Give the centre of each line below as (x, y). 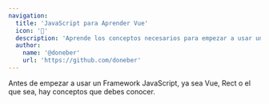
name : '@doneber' (52, 53)
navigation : (28, 16)
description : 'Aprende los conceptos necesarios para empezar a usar (134, 38)
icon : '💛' (32, 30)
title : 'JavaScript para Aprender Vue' (82, 23)
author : (28, 46)
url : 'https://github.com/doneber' (82, 61)
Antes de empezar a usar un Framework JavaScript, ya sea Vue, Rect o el (129, 83)
